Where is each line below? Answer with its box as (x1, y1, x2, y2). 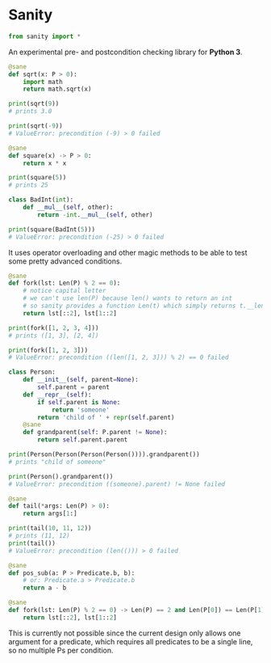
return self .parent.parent (37, 436, 128, 444)
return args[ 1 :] (23, 509, 78, 518)
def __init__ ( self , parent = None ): (23, 376, 139, 384)
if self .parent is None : (37, 398, 121, 406)
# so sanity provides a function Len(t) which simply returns (23, 302, 236, 310)
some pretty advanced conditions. (8, 256, 123, 266)
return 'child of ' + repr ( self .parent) (37, 413, 175, 421)
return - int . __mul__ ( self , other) (37, 210, 153, 219)
